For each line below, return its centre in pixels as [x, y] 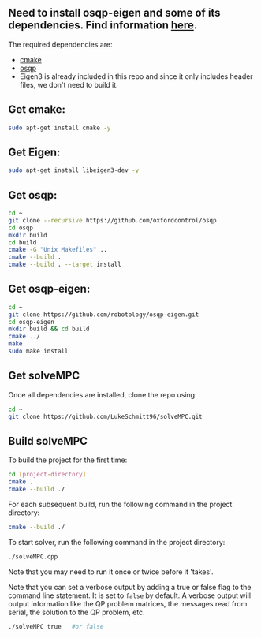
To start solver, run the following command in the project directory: [117, 542]
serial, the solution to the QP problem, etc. [76, 612]
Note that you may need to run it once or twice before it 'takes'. [111, 572]
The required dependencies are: [60, 44]
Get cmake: [37, 110]
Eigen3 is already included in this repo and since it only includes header [136, 76]
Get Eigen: [34, 152]
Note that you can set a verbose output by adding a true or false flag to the [130, 587]
